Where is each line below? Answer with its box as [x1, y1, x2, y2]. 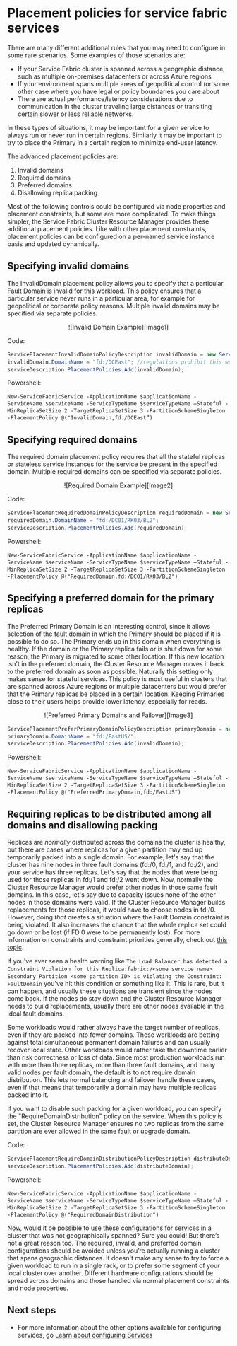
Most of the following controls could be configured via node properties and [7, 202, 226, 210]
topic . [7, 943, 24, 952]
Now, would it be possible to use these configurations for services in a [7, 1224, 212, 1232]
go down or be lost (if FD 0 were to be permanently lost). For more [7, 928, 200, 936]
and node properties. [7, 1284, 68, 1292]
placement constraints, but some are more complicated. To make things [7, 209, 217, 218]
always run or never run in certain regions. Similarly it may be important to [7, 131, 222, 139]
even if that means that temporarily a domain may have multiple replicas [7, 1084, 217, 1092]
